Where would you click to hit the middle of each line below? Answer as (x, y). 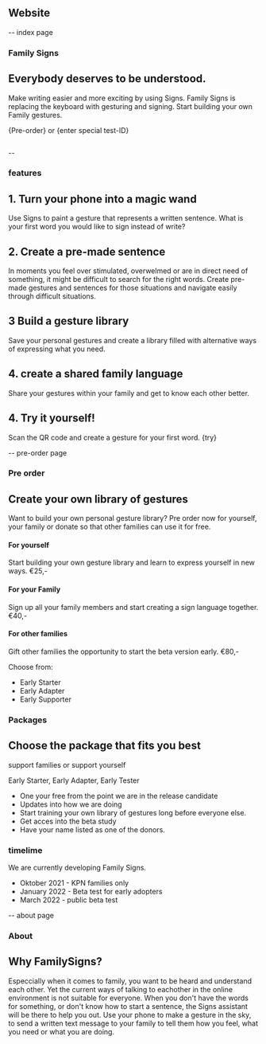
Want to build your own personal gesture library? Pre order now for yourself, (133, 518)
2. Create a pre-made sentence (87, 251)
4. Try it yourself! (52, 418)
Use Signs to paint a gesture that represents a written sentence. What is (126, 218)
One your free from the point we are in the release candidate (119, 796)
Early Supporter (45, 699)
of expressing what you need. (57, 349)
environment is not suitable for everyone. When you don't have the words (128, 998)
